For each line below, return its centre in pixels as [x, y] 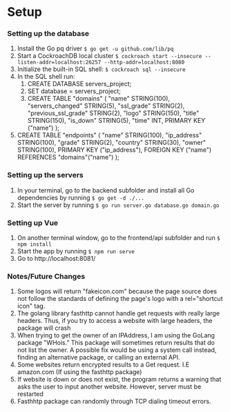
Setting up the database [48, 34]
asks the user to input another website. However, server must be [109, 386]
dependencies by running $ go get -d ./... [81, 197]
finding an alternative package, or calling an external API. [98, 357]
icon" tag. [31, 306]
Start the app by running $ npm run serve [76, 251]
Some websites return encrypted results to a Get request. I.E [103, 365]
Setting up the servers [46, 175]
